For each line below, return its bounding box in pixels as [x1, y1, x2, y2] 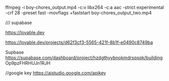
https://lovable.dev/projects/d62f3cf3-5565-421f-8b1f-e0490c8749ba [5, 39, 153, 45]
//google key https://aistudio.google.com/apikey [5, 70, 106, 76]
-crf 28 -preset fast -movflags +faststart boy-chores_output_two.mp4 [5, 10, 152, 16]
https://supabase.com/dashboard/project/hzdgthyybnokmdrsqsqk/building [5, 55, 163, 61]
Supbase [5, 49, 24, 55]
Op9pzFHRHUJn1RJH [5, 60, 51, 66]
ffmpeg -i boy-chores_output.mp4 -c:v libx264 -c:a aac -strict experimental [5, 5, 164, 10]
